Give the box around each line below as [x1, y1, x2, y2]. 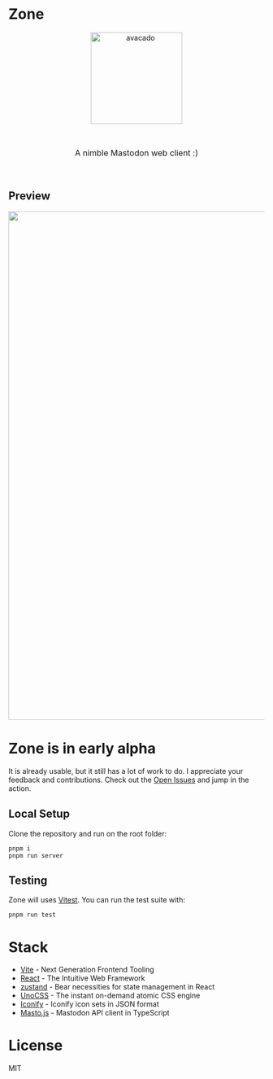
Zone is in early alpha [8, 739, 156, 758]
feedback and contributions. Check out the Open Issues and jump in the [8, 775, 249, 784]
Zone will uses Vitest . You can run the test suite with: [8, 895, 185, 905]
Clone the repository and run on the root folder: [8, 828, 167, 838]
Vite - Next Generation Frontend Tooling [19, 965, 154, 975]
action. [8, 783, 32, 793]
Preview [8, 189, 51, 203]
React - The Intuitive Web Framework [19, 973, 145, 983]
